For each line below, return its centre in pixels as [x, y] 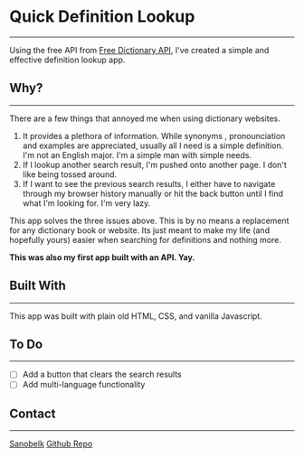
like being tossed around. [70, 174]
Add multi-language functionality [84, 385]
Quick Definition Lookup [102, 17]
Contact [33, 413]
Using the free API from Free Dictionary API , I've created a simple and [139, 50]
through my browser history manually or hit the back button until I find [152, 193]
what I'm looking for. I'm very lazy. [86, 203]
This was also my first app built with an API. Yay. [102, 257]
